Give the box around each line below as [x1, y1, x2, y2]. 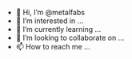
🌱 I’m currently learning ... [15, 25, 102, 33]
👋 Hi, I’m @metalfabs [15, 8, 86, 17]
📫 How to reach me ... [15, 42, 90, 51]
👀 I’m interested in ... [15, 16, 84, 26]
